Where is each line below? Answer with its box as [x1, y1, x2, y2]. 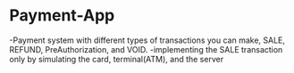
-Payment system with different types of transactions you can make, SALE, [9, 35, 286, 45]
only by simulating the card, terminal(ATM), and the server [9, 53, 224, 64]
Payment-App [9, 5, 115, 26]
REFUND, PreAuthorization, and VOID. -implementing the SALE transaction [9, 44, 283, 54]
